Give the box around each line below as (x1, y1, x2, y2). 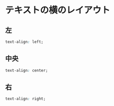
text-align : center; (5, 68, 48, 73)
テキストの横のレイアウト (5, 4, 110, 16)
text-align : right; (5, 97, 46, 102)
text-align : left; (5, 39, 43, 44)
